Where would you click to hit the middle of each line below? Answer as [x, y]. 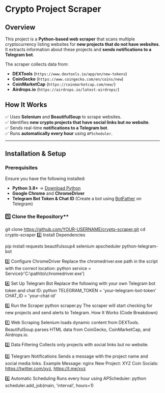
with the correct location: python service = [48, 268]
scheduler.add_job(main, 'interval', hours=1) [50, 385]
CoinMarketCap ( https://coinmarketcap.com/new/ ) [64, 84]
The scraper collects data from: [37, 64]
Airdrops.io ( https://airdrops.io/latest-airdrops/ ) [66, 89]
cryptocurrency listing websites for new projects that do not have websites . [82, 44]
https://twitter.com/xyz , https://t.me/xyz [45, 368]
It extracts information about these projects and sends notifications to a [78, 49]
